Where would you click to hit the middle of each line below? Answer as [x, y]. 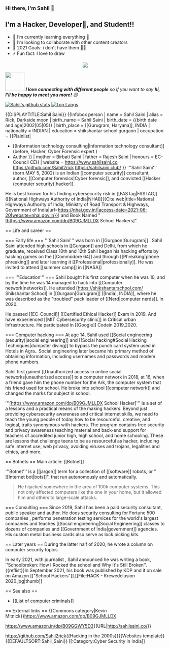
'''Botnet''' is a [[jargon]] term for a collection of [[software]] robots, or [79, 471]
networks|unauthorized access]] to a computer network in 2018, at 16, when [85, 377]
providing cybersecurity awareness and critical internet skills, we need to [82, 414]
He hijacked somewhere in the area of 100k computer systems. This [89, 486]
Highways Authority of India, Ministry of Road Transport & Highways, [77, 204]
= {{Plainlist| [18, 136]
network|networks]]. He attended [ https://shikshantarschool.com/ [74, 288]
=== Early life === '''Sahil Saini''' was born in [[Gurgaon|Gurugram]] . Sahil [84, 240]
